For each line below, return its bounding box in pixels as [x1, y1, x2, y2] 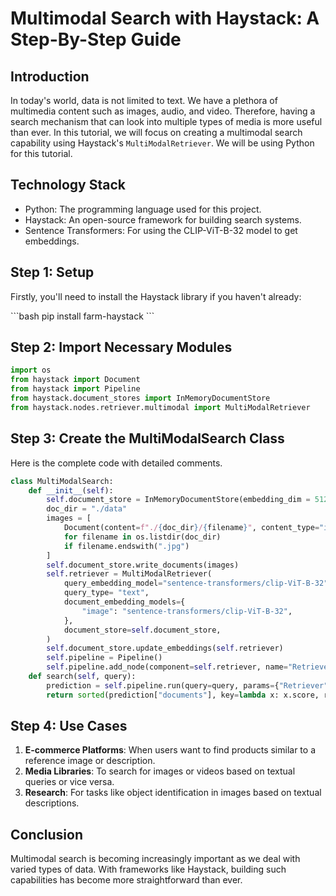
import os [10, 365, 52, 376]
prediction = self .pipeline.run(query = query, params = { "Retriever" [46, 680, 329, 691]
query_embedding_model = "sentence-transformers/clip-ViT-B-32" [63, 578, 329, 589]
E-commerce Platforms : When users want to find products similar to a [24, 744, 316, 756]
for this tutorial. [10, 148, 73, 159]
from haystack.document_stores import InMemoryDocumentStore [10, 393, 271, 404]
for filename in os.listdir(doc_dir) [63, 532, 222, 542]
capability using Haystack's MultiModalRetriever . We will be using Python [10, 137, 315, 149]
